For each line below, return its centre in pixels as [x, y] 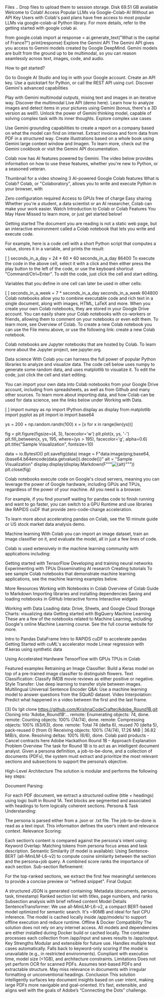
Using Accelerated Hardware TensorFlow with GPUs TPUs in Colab [73, 659]
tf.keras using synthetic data [34, 649]
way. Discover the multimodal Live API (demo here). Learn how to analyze [80, 103]
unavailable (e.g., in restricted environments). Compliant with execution [77, 953]
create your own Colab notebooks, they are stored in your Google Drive [77, 309]
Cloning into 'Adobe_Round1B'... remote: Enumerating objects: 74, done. [77, 714]
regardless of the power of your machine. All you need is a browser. [73, 489]
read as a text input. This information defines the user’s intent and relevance [82, 826]
